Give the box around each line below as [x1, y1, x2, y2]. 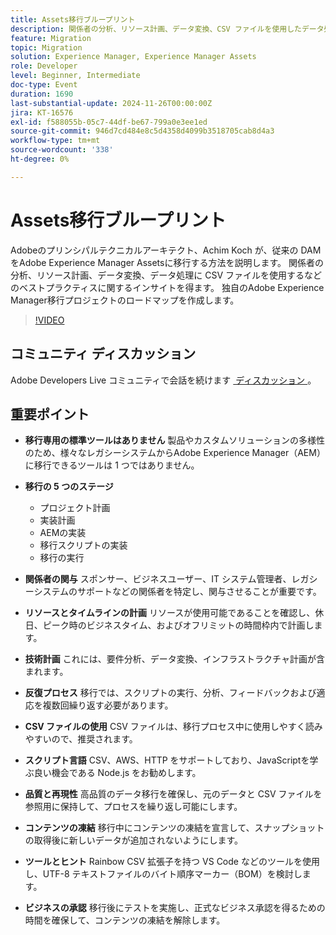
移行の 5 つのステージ [24, 481, 114, 493]
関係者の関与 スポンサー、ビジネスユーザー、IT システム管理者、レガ [24, 573, 310, 585]
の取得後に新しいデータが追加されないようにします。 [24, 834, 244, 846]
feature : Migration [10, 33, 92, 43]
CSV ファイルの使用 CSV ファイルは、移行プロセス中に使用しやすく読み [24, 721, 323, 733]
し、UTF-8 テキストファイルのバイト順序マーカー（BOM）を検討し [24, 868, 303, 880]
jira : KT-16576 [10, 107, 74, 118]
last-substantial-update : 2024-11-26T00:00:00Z [10, 98, 213, 108]
